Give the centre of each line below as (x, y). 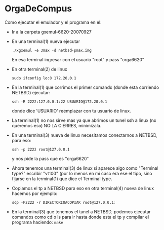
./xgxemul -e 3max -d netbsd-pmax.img (52, 50)
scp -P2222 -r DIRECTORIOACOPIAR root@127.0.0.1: (64, 202)
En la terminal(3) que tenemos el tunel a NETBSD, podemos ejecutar (81, 211)
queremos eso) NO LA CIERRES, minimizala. (57, 125)
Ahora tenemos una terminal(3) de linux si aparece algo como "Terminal (85, 168)
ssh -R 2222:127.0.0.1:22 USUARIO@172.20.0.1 (59, 102)
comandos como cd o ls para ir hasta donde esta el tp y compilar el (80, 217)
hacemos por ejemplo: (35, 193)
